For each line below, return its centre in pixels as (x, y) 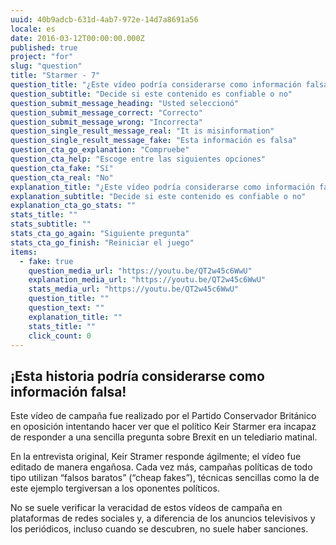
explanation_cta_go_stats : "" (73, 206)
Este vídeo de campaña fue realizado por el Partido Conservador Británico (163, 416)
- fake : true (46, 261)
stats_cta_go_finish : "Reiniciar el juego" (102, 242)
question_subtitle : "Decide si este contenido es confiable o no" (151, 94)
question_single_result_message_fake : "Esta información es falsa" (154, 141)
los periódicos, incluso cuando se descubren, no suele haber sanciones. (159, 529)
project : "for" (42, 57)
